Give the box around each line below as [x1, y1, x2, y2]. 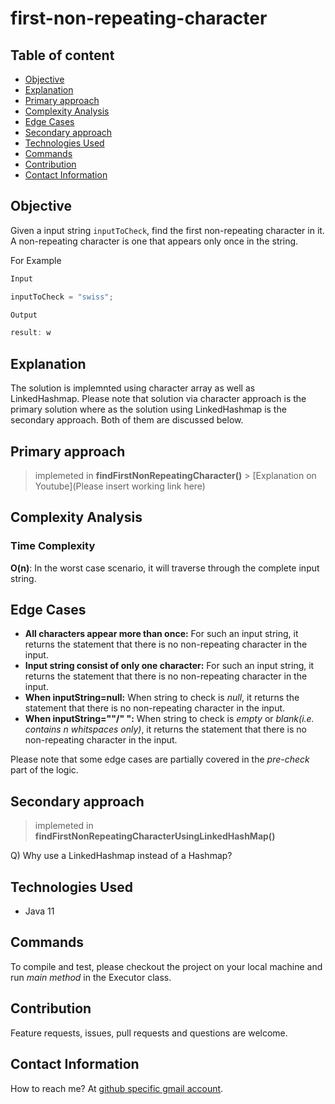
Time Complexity [10, 539, 96, 553]
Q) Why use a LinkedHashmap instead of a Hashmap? [10, 850, 233, 862]
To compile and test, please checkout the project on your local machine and [10, 960, 323, 972]
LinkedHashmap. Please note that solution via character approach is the [10, 393, 307, 405]
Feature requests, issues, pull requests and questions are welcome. [10, 1027, 288, 1039]
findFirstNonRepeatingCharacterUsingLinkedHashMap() [34, 830, 276, 842]
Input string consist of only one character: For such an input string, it [24, 660, 315, 672]
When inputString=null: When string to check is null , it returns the [24, 692, 300, 704]
